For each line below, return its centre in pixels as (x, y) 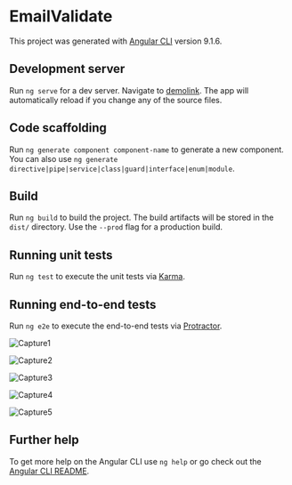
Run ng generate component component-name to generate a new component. (147, 150)
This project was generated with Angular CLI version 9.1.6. (116, 41)
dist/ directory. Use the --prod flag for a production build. (116, 227)
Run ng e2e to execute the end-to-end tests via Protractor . (116, 326)
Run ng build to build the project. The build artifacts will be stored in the (142, 218)
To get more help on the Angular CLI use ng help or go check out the (135, 461)
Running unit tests (61, 255)
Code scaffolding (58, 128)
